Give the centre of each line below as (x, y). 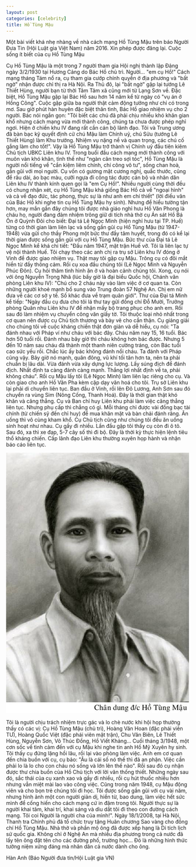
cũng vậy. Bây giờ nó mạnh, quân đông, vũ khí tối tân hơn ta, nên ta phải (93, 358)
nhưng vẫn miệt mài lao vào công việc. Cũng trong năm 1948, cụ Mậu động (97, 785)
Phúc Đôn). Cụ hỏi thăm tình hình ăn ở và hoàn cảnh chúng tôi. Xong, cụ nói (97, 271)
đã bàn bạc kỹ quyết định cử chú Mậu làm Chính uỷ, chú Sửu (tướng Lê (92, 134)
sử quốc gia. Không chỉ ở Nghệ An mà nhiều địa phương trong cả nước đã (94, 834)
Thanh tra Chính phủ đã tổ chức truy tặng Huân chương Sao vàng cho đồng (97, 822)
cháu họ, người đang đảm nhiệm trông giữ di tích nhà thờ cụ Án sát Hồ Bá (94, 215)
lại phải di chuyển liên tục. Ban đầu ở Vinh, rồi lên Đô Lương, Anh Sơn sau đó (98, 389)
